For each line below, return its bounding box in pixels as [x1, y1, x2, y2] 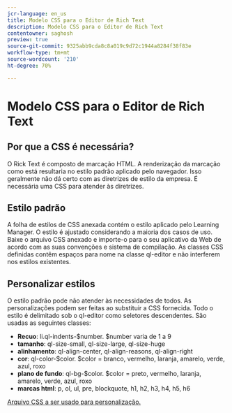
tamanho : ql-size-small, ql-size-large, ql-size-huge [17, 340, 166, 348]
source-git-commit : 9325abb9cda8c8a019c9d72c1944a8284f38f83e [7, 43, 192, 50]
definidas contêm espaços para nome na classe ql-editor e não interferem [7, 250, 221, 259]
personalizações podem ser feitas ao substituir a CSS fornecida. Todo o [7, 304, 214, 312]
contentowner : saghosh [7, 29, 73, 37]
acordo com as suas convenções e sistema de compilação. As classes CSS [7, 242, 224, 252]
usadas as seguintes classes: [7, 319, 92, 327]
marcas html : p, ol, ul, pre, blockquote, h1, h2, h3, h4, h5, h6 [17, 384, 191, 393]
